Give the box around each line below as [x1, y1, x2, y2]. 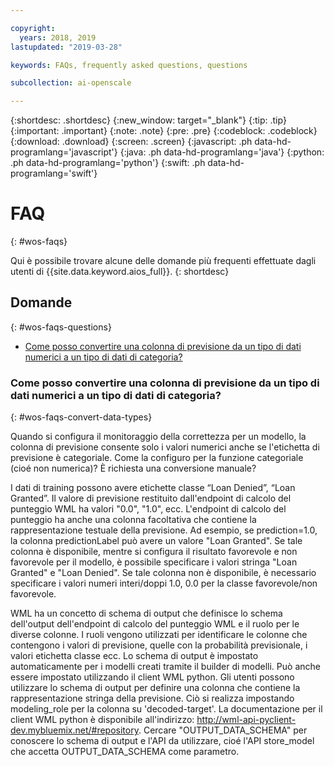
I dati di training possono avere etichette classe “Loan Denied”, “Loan [10, 482, 296, 494]
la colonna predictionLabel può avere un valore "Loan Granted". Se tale [10, 535, 303, 547]
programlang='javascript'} [10, 146, 118, 158]
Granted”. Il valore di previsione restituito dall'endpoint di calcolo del [10, 492, 292, 505]
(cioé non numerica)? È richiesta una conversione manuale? [10, 462, 257, 475]
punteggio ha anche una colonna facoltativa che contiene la [10, 514, 257, 526]
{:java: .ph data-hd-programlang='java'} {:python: [119, 146, 325, 158]
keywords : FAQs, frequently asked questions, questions [10, 60, 248, 70]
